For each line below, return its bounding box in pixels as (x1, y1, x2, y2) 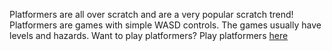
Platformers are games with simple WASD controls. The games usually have (9, 19, 322, 31)
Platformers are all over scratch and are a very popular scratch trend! (9, 9, 294, 20)
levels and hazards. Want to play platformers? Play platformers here (9, 30, 289, 41)
